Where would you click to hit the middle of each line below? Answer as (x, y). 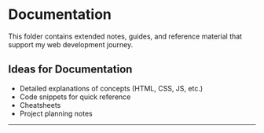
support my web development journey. (71, 44)
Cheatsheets (40, 105)
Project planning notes (56, 113)
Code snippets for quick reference (75, 97)
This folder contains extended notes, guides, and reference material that (125, 36)
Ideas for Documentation (70, 70)
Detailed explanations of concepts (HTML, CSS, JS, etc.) (111, 88)
